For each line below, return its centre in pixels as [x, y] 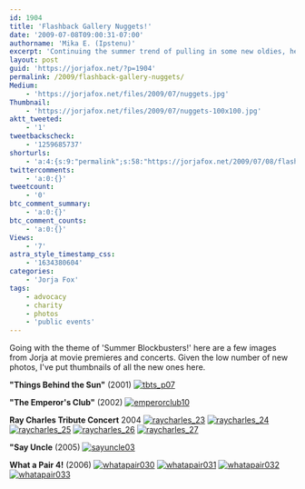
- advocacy [46, 296]
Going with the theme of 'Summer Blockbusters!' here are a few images [143, 348]
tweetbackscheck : [42, 136]
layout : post [34, 60]
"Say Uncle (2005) [45, 447]
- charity [44, 305]
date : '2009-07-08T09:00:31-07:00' [77, 35]
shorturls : [30, 153]
